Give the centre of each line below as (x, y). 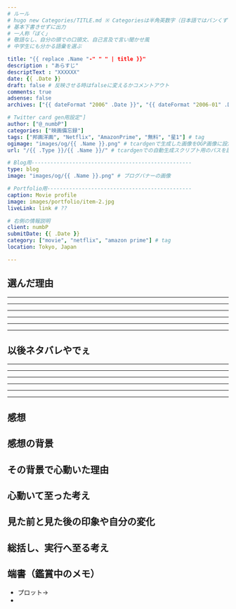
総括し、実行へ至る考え (58, 548)
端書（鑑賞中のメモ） (53, 574)
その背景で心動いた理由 (58, 470)
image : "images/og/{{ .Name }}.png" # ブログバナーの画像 (89, 176)
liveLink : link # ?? (38, 208)
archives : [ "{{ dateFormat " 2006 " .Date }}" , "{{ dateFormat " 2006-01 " (114, 105)
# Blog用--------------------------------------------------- (99, 163)
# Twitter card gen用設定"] (47, 118)
